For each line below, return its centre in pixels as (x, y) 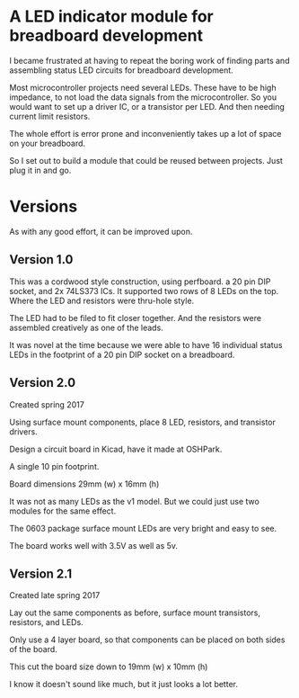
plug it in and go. (40, 170)
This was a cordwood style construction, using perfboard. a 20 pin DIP (140, 282)
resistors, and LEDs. (46, 622)
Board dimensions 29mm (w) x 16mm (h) (84, 484)
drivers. (23, 431)
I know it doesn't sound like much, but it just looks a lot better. (123, 685)
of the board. (34, 649)
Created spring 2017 (47, 404)
